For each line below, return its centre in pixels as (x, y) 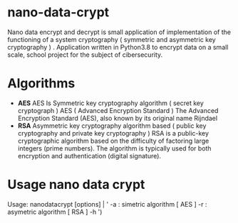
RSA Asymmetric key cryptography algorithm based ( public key (112, 126)
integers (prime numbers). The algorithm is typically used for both (114, 148)
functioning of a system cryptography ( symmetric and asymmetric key (112, 39)
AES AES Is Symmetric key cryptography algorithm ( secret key (111, 103)
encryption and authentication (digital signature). (89, 156)
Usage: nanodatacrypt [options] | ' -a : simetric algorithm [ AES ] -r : (107, 204)
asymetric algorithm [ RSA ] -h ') (55, 212)
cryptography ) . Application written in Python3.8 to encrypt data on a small (118, 47)
